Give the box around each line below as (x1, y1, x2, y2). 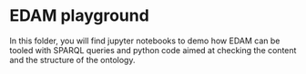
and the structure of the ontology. (9, 54, 136, 65)
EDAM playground (9, 5, 150, 26)
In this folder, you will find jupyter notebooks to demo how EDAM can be (9, 35, 280, 46)
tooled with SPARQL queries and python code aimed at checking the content (9, 44, 297, 55)
